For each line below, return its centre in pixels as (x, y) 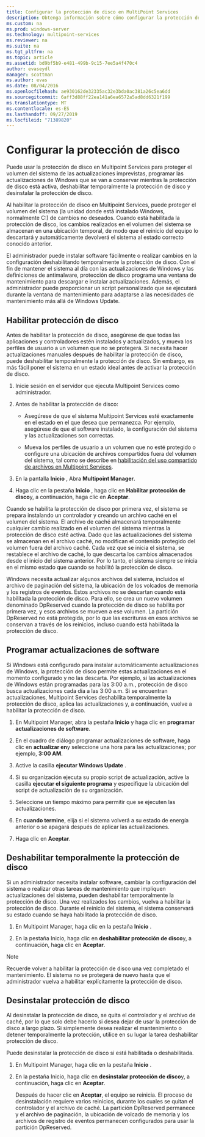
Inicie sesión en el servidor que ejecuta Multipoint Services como (97, 386)
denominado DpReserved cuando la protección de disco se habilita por (95, 605)
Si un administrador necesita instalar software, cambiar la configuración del (101, 882)
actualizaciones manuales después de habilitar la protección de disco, (95, 354)
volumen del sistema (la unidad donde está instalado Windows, (86, 211)
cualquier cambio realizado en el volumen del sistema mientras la (88, 528)
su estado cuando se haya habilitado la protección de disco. (82, 915)
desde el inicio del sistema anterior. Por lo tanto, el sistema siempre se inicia (102, 561)
